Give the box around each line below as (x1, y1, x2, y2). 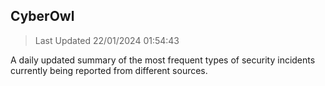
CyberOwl (10, 8, 75, 25)
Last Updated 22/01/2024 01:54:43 (34, 34, 180, 46)
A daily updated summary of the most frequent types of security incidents (10, 54, 316, 66)
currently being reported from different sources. (10, 64, 208, 76)
